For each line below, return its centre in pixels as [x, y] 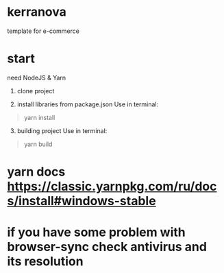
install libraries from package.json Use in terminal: [88, 104]
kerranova [37, 12]
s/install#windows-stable [82, 201]
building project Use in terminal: [62, 130]
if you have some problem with [97, 232]
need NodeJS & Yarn [37, 78]
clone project [36, 91]
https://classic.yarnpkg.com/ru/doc [112, 187]
